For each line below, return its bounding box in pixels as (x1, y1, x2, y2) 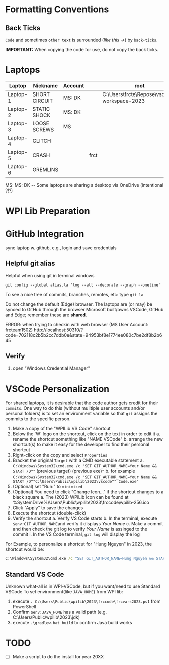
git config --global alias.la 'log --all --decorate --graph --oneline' (5, 282, 161, 288)
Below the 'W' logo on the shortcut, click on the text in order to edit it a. (12, 431, 161, 437)
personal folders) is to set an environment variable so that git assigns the (5, 410, 158, 416)
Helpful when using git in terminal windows (5, 272, 95, 278)
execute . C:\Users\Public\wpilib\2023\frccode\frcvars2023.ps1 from (12, 598, 161, 604)
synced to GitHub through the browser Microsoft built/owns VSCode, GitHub (5, 306, 164, 312)
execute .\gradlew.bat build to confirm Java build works (12, 620, 132, 626)
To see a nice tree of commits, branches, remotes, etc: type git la (5, 291, 144, 297)
